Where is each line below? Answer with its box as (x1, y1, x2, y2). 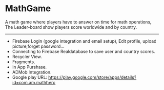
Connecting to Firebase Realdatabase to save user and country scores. (12, 48, 155, 54)
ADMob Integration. (12, 69, 52, 75)
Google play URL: (12, 74, 47, 80)
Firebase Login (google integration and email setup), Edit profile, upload (12, 38, 157, 44)
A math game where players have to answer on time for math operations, (5, 19, 152, 25)
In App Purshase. (12, 64, 47, 70)
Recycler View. (12, 54, 42, 59)
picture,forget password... (12, 43, 64, 49)
